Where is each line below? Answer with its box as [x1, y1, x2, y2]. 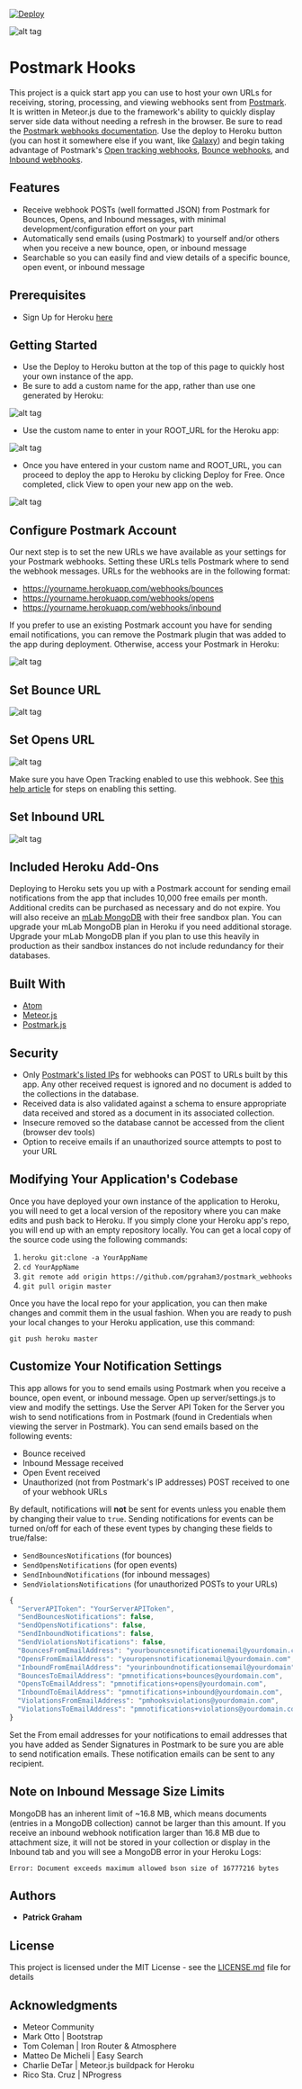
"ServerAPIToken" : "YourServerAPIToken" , [17, 1604, 175, 1614]
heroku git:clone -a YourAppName [22, 1252, 148, 1262]
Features [9, 180, 60, 195]
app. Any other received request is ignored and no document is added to [22, 1079, 292, 1090]
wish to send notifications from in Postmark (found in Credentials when [9, 1411, 272, 1422]
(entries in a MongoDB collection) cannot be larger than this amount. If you [9, 1817, 286, 1828]
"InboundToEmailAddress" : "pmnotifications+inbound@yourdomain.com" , [17, 1688, 283, 1697]
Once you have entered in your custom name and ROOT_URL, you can [22, 460, 282, 471]
